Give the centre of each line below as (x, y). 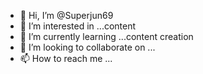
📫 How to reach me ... (66, 58)
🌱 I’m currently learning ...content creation (106, 36)
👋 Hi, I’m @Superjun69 (66, 15)
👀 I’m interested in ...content (78, 26)
